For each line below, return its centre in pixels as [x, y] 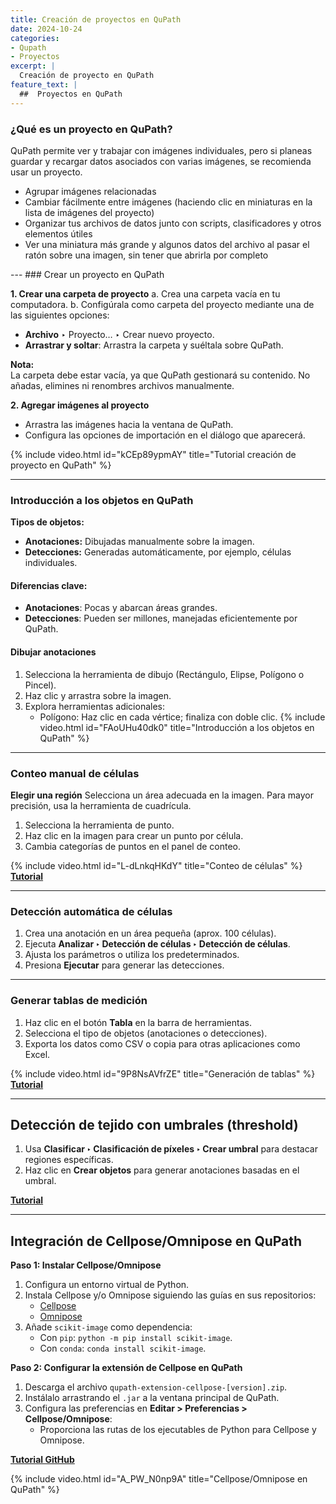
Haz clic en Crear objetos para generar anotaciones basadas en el [162, 1170]
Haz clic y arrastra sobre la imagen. [98, 695]
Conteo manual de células [75, 773]
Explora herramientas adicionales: [94, 706]
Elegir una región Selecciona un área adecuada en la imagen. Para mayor [162, 795]
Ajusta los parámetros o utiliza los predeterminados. [132, 955]
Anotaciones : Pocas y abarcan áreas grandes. [121, 608]
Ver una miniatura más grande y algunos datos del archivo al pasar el [167, 244]
